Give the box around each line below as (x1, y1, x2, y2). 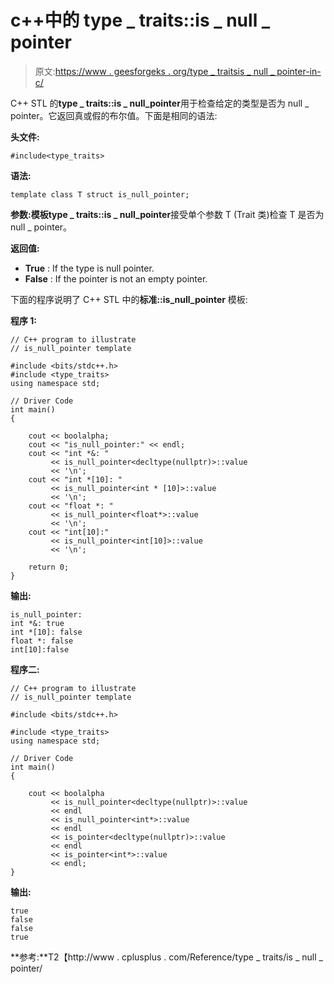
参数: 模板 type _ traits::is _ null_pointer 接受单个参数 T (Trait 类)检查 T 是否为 (10, 208, 325, 220)
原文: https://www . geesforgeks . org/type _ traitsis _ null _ (34, 65, 275, 77)
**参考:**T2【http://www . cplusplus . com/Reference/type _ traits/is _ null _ (10, 951, 323, 963)
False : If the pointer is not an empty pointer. (24, 272, 208, 285)
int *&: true (10, 618, 65, 628)
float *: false (10, 636, 74, 646)
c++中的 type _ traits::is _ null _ (10, 9, 271, 32)
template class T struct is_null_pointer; (10, 189, 190, 200)
